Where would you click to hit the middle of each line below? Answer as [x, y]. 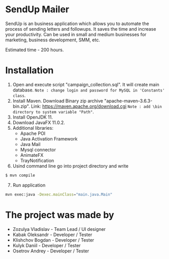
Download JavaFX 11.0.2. [39, 122]
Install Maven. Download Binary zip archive [58, 101]
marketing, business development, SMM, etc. [53, 40]
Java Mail [30, 144]
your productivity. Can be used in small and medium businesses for [76, 34]
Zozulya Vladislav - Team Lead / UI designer [59, 229]
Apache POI [33, 133]
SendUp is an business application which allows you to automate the [77, 23]
